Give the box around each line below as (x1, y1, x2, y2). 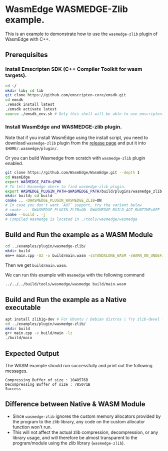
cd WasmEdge (5, 175, 30, 180)
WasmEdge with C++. (5, 36, 50, 42)
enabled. (5, 161, 23, 167)
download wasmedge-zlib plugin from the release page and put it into (5, 140, 146, 146)
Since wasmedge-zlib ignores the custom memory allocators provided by (12, 413, 161, 419)
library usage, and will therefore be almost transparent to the (12, 434, 137, 440)
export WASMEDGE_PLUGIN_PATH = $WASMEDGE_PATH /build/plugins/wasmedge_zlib (5, 189, 162, 194)
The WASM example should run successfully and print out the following (5, 362, 152, 368)
